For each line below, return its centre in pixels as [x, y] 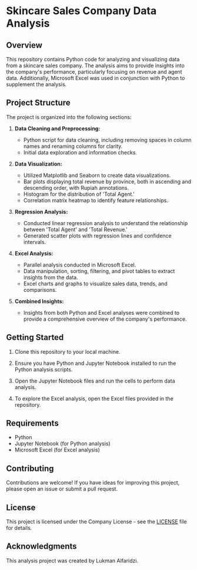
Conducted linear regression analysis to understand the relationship [106, 223]
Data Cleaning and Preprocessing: [57, 129]
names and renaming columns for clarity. [73, 146]
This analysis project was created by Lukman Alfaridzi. [72, 561]
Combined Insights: [39, 301]
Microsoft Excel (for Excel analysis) [57, 450]
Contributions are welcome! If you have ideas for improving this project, [93, 483]
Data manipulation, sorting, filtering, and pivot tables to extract [99, 271]
